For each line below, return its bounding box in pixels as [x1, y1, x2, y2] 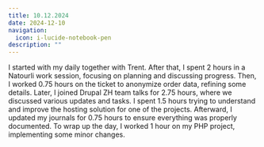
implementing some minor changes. [8, 130, 125, 139]
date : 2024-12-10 [8, 19, 66, 27]
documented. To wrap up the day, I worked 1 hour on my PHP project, [8, 122, 235, 131]
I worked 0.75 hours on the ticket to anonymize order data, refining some [8, 80, 247, 89]
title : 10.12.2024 [8, 11, 69, 20]
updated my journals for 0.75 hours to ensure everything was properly [8, 113, 238, 122]
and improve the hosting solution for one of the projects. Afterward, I [8, 104, 232, 115]
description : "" [8, 41, 62, 49]
